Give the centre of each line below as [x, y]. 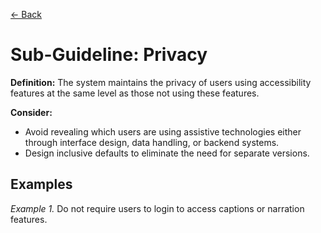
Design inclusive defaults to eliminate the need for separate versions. [167, 153]
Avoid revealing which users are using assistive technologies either [163, 131]
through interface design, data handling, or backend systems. [152, 142]
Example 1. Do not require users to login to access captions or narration [157, 208]
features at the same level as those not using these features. [135, 93]
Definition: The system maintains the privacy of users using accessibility [161, 82]
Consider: [31, 112]
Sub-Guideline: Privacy [109, 55]
